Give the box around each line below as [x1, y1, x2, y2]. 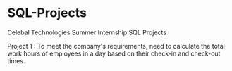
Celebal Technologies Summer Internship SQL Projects [7, 28, 167, 37]
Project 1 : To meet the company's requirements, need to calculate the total [7, 41, 226, 50]
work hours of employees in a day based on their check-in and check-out [7, 49, 221, 58]
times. [7, 56, 25, 65]
